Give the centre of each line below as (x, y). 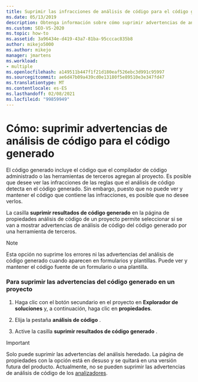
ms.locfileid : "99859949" (38, 99)
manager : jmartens (29, 55)
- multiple (19, 66)
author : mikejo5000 (30, 45)
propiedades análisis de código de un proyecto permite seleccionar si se (94, 219)
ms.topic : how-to (27, 34)
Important (18, 343)
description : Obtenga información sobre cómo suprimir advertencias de (96, 22)
